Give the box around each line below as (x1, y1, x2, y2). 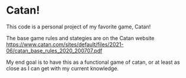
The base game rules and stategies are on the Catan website (6, 34, 155, 41)
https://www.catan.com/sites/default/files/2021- (6, 41, 124, 48)
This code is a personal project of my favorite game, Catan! (6, 23, 151, 30)
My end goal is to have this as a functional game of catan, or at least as (6, 58, 180, 66)
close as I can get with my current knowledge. (6, 64, 119, 71)
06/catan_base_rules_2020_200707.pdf (6, 47, 102, 54)
